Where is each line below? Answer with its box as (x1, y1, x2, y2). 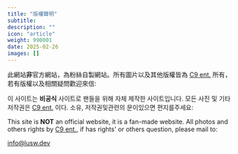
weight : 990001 (7, 37, 53, 44)
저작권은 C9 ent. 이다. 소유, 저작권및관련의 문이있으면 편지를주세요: (7, 103, 194, 111)
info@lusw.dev (7, 138, 51, 147)
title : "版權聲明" (7, 10, 58, 18)
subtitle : (7, 17, 37, 24)
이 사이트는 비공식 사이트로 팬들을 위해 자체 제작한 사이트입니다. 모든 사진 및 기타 (7, 94, 231, 103)
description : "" (7, 23, 55, 31)
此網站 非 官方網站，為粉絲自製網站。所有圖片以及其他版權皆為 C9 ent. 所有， (7, 70, 232, 79)
